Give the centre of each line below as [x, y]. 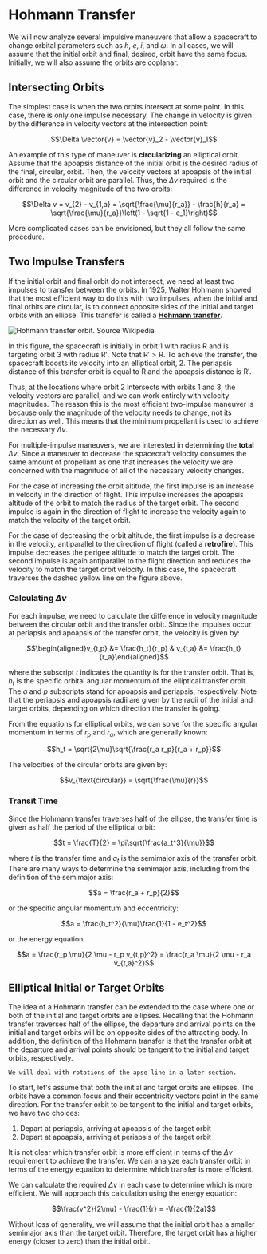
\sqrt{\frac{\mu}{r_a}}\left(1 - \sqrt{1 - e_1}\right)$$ [134, 213]
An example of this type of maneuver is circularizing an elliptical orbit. [124, 154]
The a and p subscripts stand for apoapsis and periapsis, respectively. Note [133, 691]
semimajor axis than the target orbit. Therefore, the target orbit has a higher [133, 1233]
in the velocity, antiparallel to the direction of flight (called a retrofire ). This [131, 543]
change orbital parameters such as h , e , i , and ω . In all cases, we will [121, 45]
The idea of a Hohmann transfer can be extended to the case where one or [132, 1007]
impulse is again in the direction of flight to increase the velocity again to [128, 511]
